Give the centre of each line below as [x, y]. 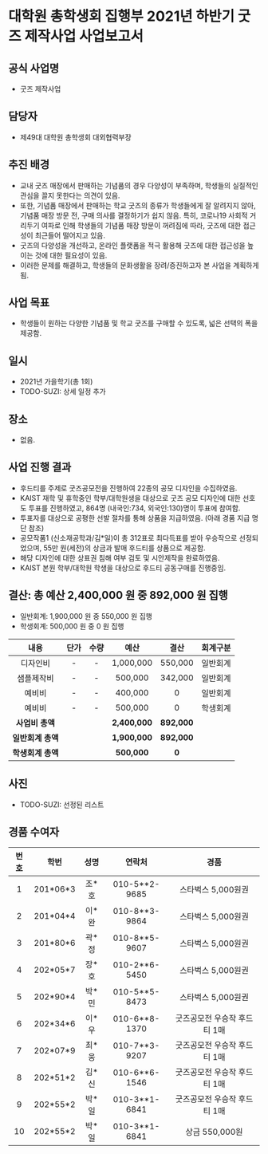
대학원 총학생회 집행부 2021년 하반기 [122, 16]
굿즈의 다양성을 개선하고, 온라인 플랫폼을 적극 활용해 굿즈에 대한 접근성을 [132, 245]
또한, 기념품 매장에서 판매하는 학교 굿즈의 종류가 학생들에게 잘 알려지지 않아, [138, 205]
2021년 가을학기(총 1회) [56, 382]
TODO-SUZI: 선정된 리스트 [62, 804]
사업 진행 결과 [40, 467]
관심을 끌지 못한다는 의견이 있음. [70, 195]
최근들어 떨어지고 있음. [70, 235]
